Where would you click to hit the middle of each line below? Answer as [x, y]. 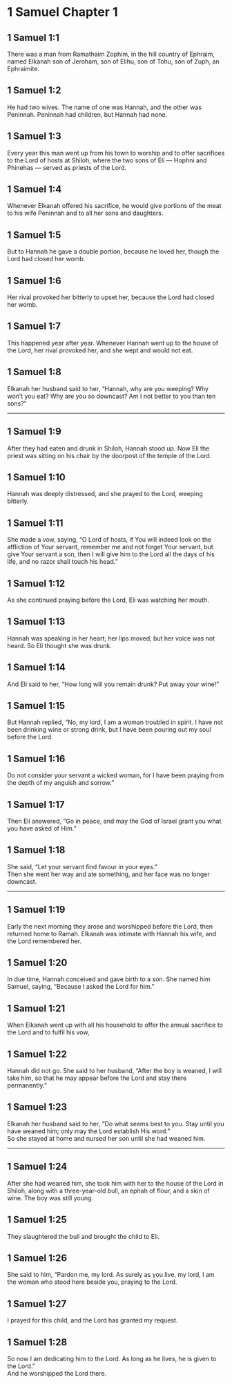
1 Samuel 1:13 [36, 622]
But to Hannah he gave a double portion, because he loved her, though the [113, 252]
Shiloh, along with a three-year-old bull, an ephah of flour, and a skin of [109, 1191]
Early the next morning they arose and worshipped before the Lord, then [110, 926]
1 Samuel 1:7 [34, 326]
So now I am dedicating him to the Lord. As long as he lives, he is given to [112, 1358]
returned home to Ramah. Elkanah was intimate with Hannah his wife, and [112, 933]
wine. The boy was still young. [50, 1198]
